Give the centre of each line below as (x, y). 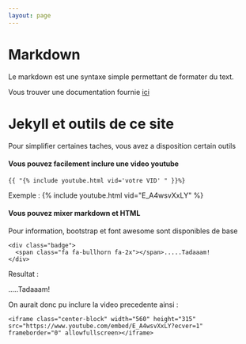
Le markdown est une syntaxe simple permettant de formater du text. (121, 77)
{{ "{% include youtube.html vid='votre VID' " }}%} (97, 180)
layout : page (30, 15)
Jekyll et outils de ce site (91, 124)
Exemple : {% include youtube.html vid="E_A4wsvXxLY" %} (106, 195)
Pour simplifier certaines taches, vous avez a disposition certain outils (122, 146)
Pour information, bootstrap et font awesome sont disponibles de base (123, 231)
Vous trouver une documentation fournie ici (79, 92)
